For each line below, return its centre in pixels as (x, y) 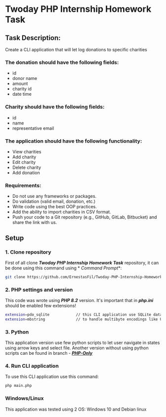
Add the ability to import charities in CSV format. (62, 212)
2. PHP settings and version (39, 290)
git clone (15, 277)
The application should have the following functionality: (74, 141)
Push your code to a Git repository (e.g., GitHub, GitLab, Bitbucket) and (84, 217)
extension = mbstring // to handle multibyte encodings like (82, 319)
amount (20, 84)
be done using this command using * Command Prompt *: (63, 268)
